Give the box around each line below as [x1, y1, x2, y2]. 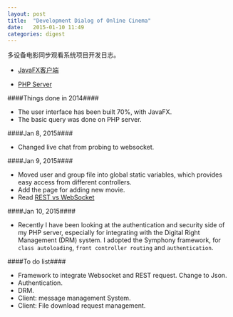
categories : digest [7, 30, 66, 38]
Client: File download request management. [17, 301, 146, 310]
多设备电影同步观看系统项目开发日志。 [7, 51, 120, 59]
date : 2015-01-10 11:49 [7, 24, 84, 31]
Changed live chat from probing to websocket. [17, 143, 155, 152]
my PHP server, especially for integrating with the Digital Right [17, 229, 201, 237]
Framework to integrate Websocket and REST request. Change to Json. [17, 271, 227, 280]
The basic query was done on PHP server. [17, 115, 142, 124]
